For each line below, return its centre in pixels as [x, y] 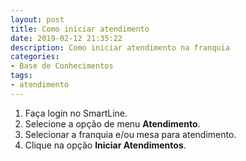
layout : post [37, 19]
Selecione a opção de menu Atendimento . [112, 123]
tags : [21, 76]
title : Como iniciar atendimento [80, 29]
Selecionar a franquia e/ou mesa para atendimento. [130, 134]
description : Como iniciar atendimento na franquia [120, 47]
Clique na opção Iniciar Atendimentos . [105, 145]
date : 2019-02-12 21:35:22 [66, 38]
